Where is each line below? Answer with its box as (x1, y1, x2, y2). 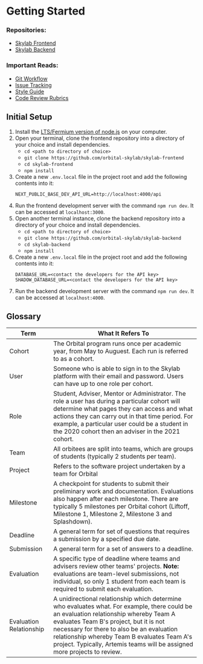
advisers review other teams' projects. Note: (53, 562, 179, 571)
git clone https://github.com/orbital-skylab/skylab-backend (24, 235, 181, 241)
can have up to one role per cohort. (53, 380, 153, 388)
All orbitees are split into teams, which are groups (53, 445, 193, 453)
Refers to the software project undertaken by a (53, 462, 185, 471)
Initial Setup (6, 112, 53, 122)
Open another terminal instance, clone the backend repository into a (14, 214, 185, 222)
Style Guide (14, 88, 44, 95)
